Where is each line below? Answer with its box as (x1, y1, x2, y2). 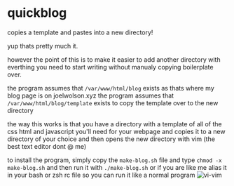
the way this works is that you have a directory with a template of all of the (7, 119, 222, 128)
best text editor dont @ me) (7, 142, 87, 150)
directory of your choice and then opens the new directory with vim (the (7, 135, 216, 143)
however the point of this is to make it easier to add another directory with (7, 55, 221, 64)
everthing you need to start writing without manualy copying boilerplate (7, 62, 214, 71)
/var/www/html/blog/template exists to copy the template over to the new (7, 98, 219, 107)
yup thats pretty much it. (7, 41, 78, 50)
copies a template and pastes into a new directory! (7, 28, 153, 36)
